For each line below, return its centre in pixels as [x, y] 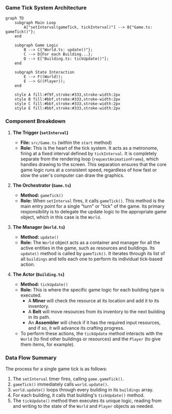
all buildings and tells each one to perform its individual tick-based [91, 259]
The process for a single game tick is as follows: [56, 369]
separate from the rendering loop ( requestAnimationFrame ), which [90, 159]
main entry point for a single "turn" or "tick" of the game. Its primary [92, 206]
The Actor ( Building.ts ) [39, 274]
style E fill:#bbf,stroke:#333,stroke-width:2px [68, 109]
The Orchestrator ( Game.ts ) [42, 185]
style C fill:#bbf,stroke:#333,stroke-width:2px [68, 104]
